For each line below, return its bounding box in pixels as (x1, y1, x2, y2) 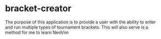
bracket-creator (5, 3, 72, 14)
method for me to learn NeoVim (5, 29, 69, 35)
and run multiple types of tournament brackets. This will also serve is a (5, 24, 148, 30)
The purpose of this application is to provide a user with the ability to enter (5, 19, 156, 25)
